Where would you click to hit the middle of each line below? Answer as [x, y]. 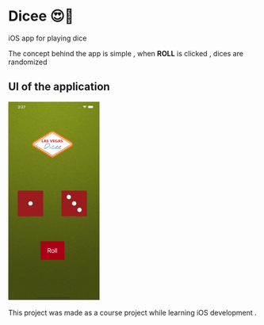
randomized [28, 62]
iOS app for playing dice [48, 38]
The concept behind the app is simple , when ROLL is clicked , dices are [126, 53]
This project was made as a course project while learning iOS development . [132, 312]
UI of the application [59, 87]
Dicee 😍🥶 [41, 16]
